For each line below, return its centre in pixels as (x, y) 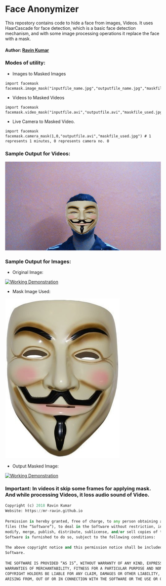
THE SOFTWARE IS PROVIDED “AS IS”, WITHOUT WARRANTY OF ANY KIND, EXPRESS (84, 563)
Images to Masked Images (39, 73)
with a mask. (18, 39)
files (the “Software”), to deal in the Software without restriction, (80, 526)
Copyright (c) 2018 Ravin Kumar (38, 506)
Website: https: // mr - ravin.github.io (44, 511)
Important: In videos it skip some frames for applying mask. (78, 488)
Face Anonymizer (42, 9)
